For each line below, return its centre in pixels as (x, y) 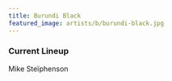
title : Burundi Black (45, 16)
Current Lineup (39, 51)
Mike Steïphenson (38, 68)
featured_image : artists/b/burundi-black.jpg (86, 23)
